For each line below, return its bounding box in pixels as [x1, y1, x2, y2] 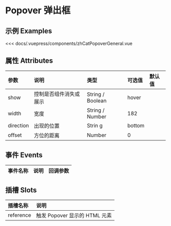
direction [8, 122, 30, 129]
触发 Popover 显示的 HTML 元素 [36, 212, 112, 219]
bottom [127, 122, 145, 129]
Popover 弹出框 [5, 5, 71, 16]
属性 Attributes [5, 57, 53, 65]
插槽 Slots [5, 186, 37, 194]
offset [8, 131, 22, 138]
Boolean [87, 97, 107, 104]
